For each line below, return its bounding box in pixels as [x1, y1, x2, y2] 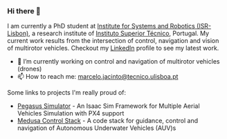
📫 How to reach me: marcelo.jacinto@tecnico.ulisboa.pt [17, 73, 179, 81]
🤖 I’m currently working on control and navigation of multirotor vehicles [17, 57, 220, 66]
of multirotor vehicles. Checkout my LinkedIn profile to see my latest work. [7, 44, 219, 53]
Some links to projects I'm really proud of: [7, 89, 127, 97]
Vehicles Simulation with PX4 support [17, 109, 125, 118]
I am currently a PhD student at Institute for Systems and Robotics [7, 22, 195, 30]
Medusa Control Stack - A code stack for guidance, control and [17, 117, 199, 125]
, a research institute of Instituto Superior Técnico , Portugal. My [28, 29, 210, 37]
